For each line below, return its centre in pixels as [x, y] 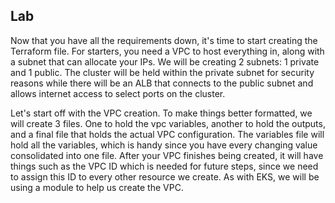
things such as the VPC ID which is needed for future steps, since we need [164, 166]
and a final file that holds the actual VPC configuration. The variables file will [167, 134]
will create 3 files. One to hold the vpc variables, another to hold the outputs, [168, 123]
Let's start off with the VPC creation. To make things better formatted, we [161, 113]
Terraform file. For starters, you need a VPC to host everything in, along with [167, 51]
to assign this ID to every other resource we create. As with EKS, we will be [165, 176]
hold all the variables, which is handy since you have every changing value [164, 145]
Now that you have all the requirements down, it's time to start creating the [164, 40]
